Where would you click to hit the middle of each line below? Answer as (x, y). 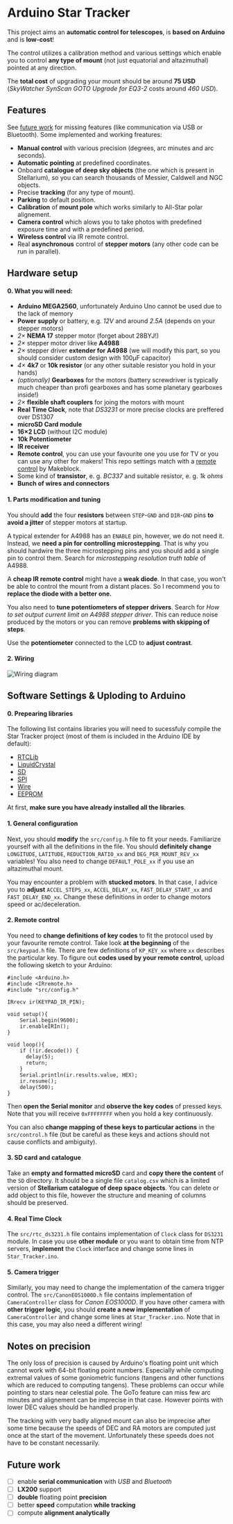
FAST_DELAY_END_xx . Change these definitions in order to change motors (109, 896)
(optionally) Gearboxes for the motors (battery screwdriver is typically (118, 380)
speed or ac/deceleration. (44, 904)
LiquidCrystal (36, 764)
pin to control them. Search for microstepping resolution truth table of (107, 558)
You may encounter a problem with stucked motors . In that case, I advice (112, 882)
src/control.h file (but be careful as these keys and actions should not (109, 1134)
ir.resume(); (38, 1081)
